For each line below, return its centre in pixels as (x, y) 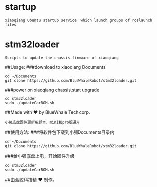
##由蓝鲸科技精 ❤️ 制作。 (31, 179)
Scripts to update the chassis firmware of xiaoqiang (62, 58)
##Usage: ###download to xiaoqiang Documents (55, 67)
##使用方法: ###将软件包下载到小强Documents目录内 (60, 132)
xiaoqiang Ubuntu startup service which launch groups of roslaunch (79, 20)
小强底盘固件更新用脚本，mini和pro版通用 (43, 122)
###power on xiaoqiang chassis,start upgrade (52, 90)
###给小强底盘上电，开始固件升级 (40, 156)
